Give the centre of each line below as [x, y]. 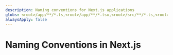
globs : [12, 15]
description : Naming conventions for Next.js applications [70, 10]
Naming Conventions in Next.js [73, 45]
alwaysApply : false [26, 19]
